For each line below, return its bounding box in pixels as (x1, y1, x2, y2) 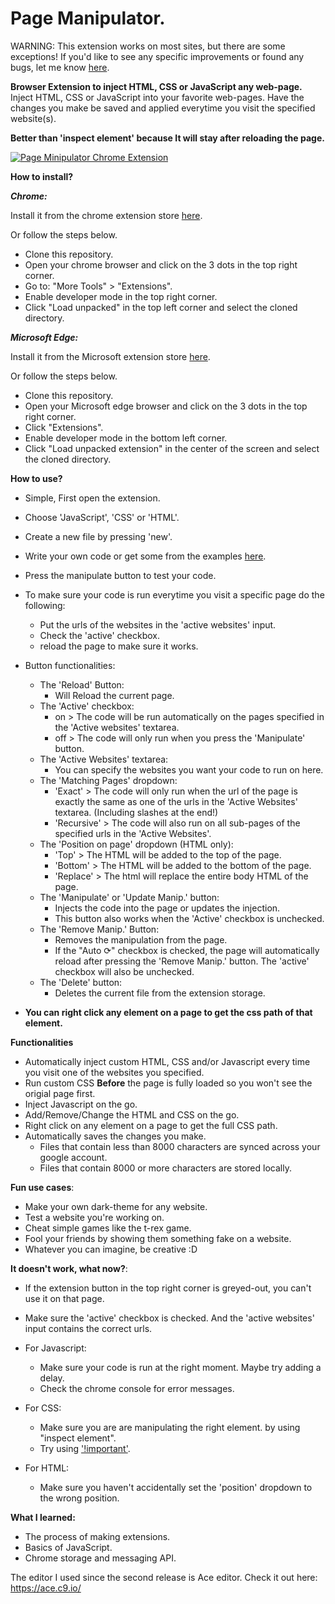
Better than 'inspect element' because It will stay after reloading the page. (10, 132, 325, 144)
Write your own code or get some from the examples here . (24, 550, 267, 562)
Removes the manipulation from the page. (54, 933, 228, 946)
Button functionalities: (24, 659, 116, 671)
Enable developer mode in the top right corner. (24, 290, 218, 302)
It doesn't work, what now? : (10, 1262, 128, 1274)
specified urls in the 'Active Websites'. (54, 827, 212, 839)
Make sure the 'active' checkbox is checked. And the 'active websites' (24, 1312, 315, 1324)
